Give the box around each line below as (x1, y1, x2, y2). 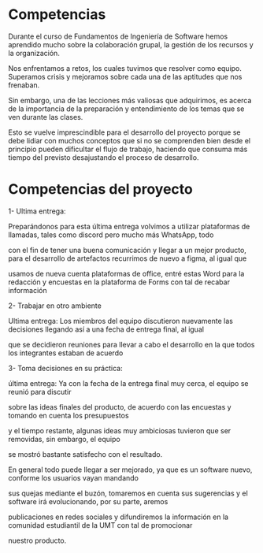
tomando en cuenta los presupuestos (8, 410, 129, 420)
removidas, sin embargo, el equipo (8, 434, 120, 444)
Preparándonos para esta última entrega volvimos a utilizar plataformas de (8, 221, 250, 231)
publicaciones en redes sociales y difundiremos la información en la (8, 512, 229, 521)
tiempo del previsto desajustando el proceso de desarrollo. (8, 152, 199, 162)
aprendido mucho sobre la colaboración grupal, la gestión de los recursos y (8, 39, 254, 49)
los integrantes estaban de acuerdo (8, 348, 124, 358)
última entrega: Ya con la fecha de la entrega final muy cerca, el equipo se (8, 378, 250, 388)
